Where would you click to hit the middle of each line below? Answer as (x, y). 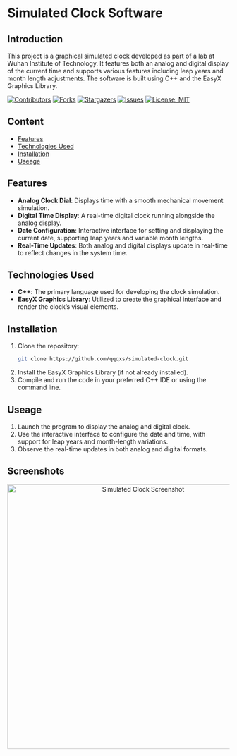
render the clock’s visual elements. (68, 307)
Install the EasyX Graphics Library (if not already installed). (103, 372)
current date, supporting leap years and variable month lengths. (110, 238)
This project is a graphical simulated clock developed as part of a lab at (111, 56)
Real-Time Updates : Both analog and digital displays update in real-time (122, 245)
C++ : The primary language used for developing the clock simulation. (119, 292)
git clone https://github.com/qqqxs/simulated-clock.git (103, 359)
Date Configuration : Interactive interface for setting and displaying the (120, 230)
